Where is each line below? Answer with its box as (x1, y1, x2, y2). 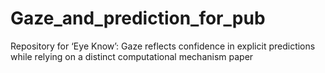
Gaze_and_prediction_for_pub (10, 7, 266, 30)
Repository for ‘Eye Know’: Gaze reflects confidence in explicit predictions (10, 40, 316, 52)
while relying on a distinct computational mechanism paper (10, 50, 254, 62)
